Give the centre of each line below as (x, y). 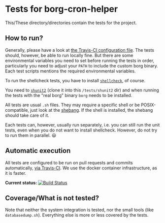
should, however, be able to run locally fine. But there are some (69, 55)
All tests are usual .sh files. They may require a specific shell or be (73, 105)
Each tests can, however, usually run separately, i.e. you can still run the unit (82, 125)
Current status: (21, 183)
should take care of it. (27, 115)
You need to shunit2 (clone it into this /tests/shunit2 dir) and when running (82, 90)
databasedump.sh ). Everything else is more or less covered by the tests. (77, 215)
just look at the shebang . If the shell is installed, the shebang (92, 110)
